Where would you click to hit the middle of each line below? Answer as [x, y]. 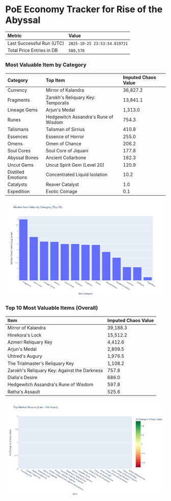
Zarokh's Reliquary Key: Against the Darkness [55, 370]
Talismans [18, 129]
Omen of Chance [63, 143]
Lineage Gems [23, 110]
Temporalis [58, 102]
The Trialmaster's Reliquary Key [41, 363]
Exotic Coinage [62, 192]
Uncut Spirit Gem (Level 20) [75, 165]
